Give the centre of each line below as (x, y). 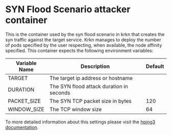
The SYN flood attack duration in (89, 86)
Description (95, 66)
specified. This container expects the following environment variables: (79, 50)
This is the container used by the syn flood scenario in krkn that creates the (85, 34)
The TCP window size (76, 109)
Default (155, 66)
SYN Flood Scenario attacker (68, 9)
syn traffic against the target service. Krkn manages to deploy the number (83, 40)
